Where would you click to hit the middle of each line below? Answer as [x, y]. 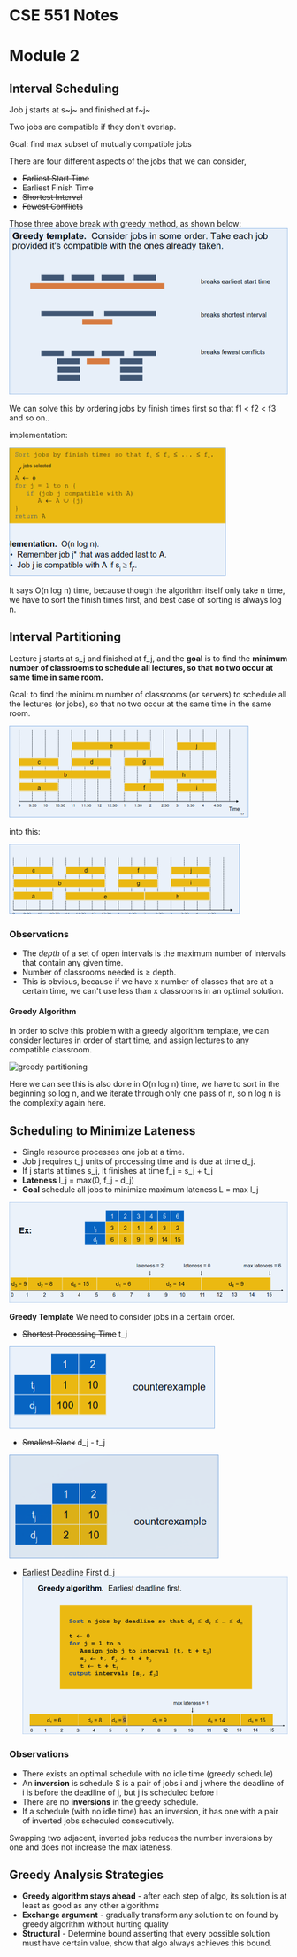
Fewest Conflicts [53, 207]
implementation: [38, 435]
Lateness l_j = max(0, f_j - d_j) [78, 1180]
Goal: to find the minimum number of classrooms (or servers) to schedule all [148, 694]
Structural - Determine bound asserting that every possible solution [146, 1934]
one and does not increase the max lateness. [91, 1847]
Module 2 [44, 56]
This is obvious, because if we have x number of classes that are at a [148, 982]
